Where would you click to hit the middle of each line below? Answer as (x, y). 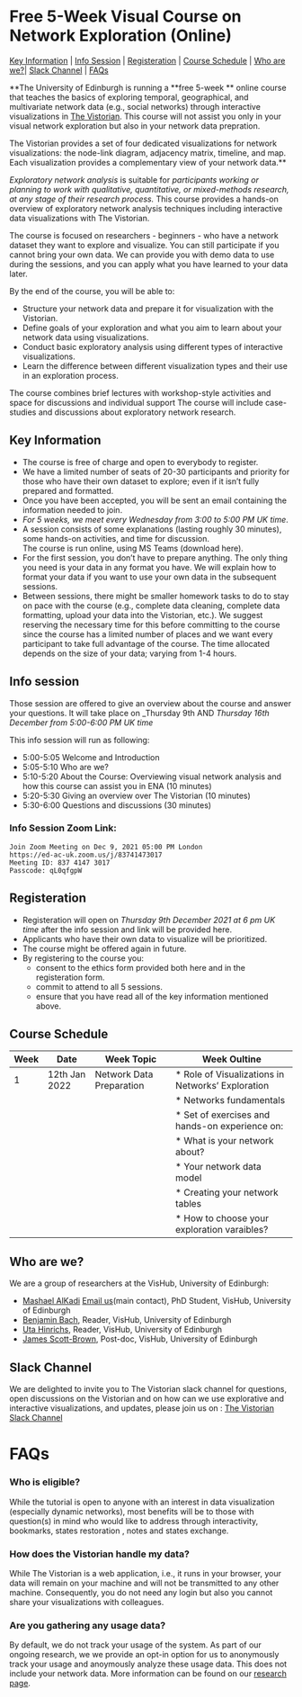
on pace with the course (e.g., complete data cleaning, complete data (151, 606)
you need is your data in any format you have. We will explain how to (149, 567)
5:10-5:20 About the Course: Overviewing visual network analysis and (151, 777)
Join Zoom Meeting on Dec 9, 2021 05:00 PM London (106, 847)
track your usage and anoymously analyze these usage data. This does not (148, 1664)
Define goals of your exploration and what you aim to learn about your (152, 328)
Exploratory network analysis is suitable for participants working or (134, 180)
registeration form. (70, 977)
